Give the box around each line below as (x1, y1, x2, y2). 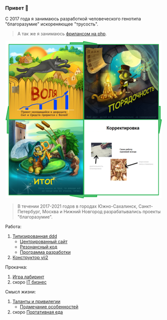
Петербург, (17, 209, 41, 215)
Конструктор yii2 (12, 255, 49, 261)
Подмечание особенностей (19, 304, 79, 310)
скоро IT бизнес (12, 279, 47, 285)
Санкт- (138, 203, 153, 209)
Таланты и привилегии (12, 299, 61, 305)
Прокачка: (5, 264, 27, 270)
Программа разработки (19, 249, 71, 255)
